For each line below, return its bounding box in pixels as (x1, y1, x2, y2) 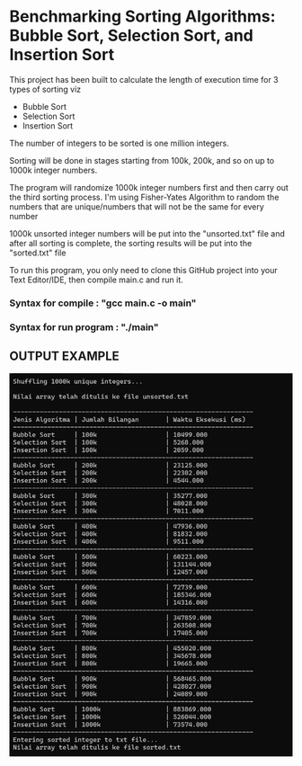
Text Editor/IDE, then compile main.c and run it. (9, 274, 184, 285)
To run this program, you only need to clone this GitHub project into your (9, 264, 278, 275)
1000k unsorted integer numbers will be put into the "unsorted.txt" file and (9, 227, 285, 239)
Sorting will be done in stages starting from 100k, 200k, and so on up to (9, 155, 275, 165)
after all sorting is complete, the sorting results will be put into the (9, 237, 253, 248)
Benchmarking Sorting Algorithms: (9, 6, 276, 27)
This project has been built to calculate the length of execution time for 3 (9, 74, 279, 85)
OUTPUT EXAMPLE (9, 349, 120, 364)
